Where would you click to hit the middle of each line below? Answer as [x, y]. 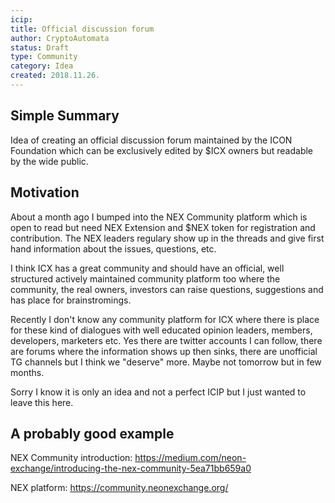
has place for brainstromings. [71, 300]
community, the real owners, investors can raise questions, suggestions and [167, 289]
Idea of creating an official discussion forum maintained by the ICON [151, 140]
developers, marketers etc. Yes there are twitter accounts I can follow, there [166, 340]
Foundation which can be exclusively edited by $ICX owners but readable [162, 150]
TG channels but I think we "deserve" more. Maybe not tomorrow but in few [166, 362]
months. [27, 372]
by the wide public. [49, 161]
